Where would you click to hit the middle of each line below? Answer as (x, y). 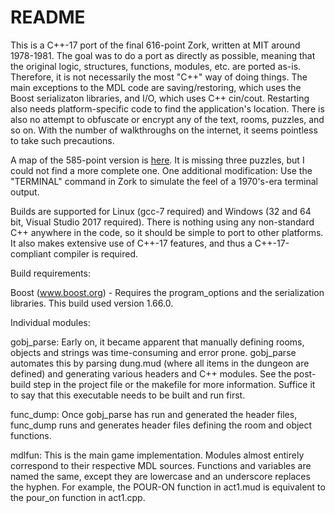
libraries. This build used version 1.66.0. (92, 303)
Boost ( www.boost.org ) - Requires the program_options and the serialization (167, 292)
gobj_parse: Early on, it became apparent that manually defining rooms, (157, 342)
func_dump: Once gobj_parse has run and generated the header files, (154, 414)
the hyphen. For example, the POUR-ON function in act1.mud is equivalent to (168, 487)
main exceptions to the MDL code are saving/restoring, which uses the (156, 87)
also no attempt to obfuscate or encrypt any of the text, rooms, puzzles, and (167, 119)
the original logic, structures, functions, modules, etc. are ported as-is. (156, 66)
